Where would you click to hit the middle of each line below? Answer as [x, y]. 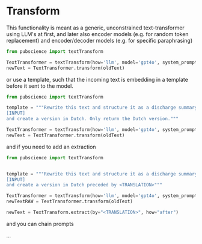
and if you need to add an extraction [51, 147]
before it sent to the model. [40, 86]
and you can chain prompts [40, 224]
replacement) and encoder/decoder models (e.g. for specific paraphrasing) [99, 40]
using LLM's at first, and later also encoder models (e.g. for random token [97, 34]
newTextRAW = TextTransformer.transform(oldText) [70, 202]
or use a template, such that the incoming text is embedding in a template [97, 79]
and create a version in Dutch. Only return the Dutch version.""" [93, 119]
